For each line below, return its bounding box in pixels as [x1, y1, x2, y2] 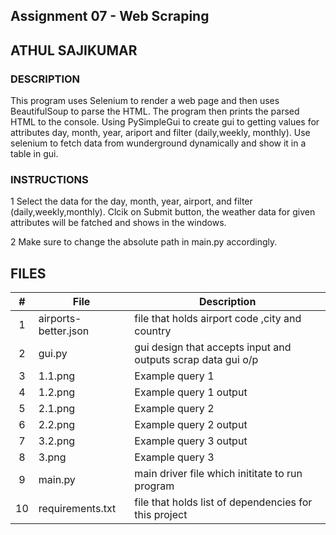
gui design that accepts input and [134, 340, 292, 354]
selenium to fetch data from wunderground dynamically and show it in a [10, 137, 307, 149]
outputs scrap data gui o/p [134, 353, 259, 367]
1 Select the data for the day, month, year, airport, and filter [10, 195, 253, 208]
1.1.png [38, 369, 76, 383]
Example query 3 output [134, 434, 248, 448]
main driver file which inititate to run [134, 467, 303, 481]
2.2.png [38, 418, 76, 432]
